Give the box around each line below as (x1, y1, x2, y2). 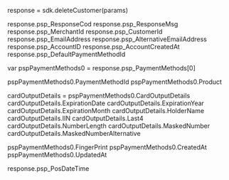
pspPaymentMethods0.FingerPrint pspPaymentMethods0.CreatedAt (7, 143, 208, 152)
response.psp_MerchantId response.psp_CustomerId (7, 28, 163, 36)
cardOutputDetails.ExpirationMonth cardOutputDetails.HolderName (7, 107, 205, 115)
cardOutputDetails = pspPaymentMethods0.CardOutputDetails (7, 92, 191, 100)
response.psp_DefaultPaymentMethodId (7, 50, 126, 58)
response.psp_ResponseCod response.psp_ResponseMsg (7, 20, 179, 28)
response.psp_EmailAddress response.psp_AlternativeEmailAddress (7, 35, 208, 43)
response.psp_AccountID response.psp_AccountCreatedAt (7, 43, 180, 51)
